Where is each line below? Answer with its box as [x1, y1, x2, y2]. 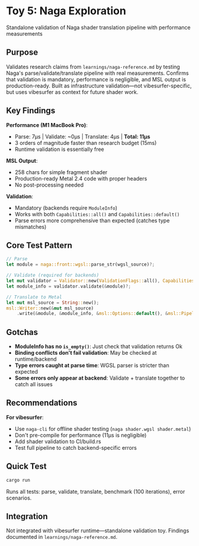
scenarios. [6, 494, 32, 501]
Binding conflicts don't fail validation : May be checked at [14, 349, 157, 356]
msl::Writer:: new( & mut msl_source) [6, 305, 94, 311]
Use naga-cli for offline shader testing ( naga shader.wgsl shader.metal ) [14, 425, 191, 432]
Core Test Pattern [6, 240, 73, 250]
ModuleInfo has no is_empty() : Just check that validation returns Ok [14, 343, 182, 350]
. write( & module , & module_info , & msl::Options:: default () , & [17, 311, 168, 317]
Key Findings [6, 106, 56, 116]
